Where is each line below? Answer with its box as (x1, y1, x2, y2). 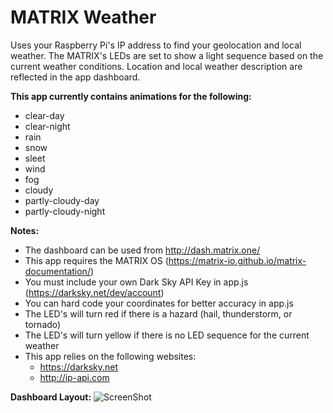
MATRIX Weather (10, 6, 157, 29)
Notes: (10, 224, 40, 236)
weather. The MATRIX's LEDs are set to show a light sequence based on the (10, 49, 324, 61)
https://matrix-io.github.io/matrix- (168, 254, 307, 266)
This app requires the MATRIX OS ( (24, 254, 169, 266)
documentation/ (24, 265, 91, 277)
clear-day (24, 109, 65, 121)
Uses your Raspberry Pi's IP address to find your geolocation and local (10, 39, 302, 51)
